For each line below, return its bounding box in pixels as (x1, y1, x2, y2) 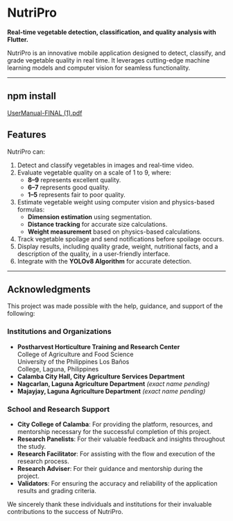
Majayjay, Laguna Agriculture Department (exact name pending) (17, 387, 206, 395)
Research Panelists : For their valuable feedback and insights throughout (17, 435, 225, 443)
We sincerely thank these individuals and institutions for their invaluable (7, 499, 212, 508)
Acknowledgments (7, 283, 92, 295)
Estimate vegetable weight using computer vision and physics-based (17, 198, 215, 206)
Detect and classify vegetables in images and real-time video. (17, 161, 194, 169)
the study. (17, 442, 46, 450)
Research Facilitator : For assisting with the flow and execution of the (17, 449, 216, 458)
